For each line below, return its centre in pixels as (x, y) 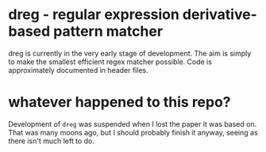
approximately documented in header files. (78, 70)
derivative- (220, 15)
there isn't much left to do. (52, 141)
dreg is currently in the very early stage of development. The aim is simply (130, 53)
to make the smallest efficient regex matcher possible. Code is (110, 62)
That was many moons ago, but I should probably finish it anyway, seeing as (133, 132)
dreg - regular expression (94, 15)
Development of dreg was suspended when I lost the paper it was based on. (133, 123)
